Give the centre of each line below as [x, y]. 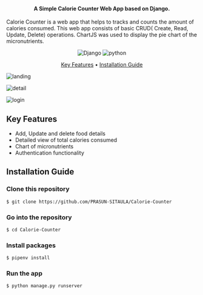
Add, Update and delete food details [60, 134]
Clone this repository [38, 189]
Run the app [24, 273]
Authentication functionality [50, 153]
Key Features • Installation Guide [102, 65]
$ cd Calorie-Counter [34, 230]
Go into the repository [39, 217]
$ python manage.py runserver [45, 286]
